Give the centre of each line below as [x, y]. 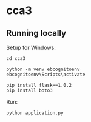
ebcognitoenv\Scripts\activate [46, 75]
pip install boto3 [29, 90]
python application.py [35, 113]
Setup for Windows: [31, 47]
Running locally [36, 33]
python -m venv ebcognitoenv [43, 69]
